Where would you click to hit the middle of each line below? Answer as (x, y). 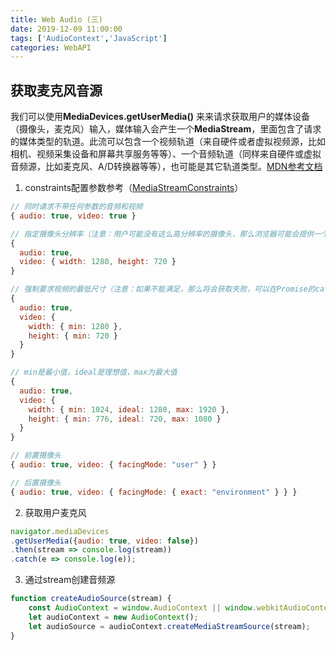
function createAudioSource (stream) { (91, 599)
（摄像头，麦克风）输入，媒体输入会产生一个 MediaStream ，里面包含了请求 (166, 129)
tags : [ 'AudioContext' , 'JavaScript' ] (89, 38)
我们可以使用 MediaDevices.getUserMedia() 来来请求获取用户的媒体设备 (160, 117)
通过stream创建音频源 (70, 580)
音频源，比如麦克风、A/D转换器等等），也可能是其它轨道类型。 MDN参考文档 (166, 167)
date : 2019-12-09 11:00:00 (66, 29)
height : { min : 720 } (73, 336)
